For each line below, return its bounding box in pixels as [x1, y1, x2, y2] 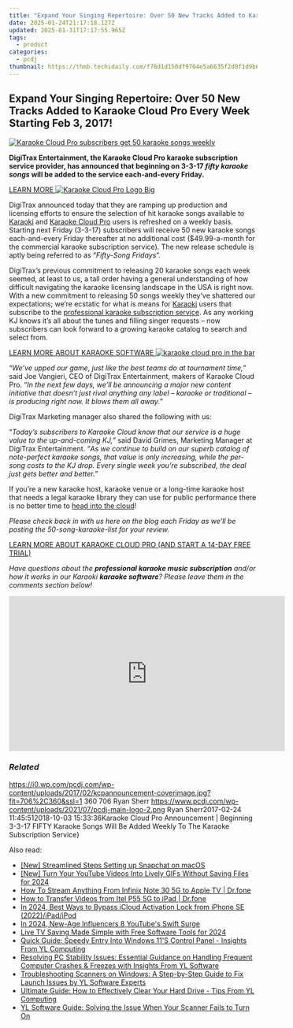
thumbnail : [9, 63, 45, 71]
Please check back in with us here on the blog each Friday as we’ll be [9, 516, 236, 525]
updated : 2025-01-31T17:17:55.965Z [9, 26, 126, 34]
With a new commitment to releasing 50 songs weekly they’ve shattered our [9, 291, 256, 300]
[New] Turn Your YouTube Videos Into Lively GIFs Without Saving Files [20, 868, 249, 878]
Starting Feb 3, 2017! [9, 117, 113, 130]
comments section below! [9, 580, 93, 589]
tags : [9, 33, 27, 42]
